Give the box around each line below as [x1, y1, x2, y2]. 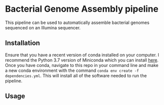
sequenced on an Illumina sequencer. [5, 24, 81, 30]
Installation [5, 39, 40, 47]
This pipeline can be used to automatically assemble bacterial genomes [5, 20, 150, 25]
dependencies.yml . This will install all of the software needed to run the [5, 72, 147, 79]
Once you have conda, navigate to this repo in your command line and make [5, 62, 159, 68]
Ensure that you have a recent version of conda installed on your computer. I [5, 52, 159, 58]
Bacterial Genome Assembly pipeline [5, 3, 159, 15]
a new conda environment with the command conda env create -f [5, 67, 140, 73]
